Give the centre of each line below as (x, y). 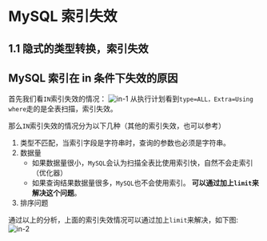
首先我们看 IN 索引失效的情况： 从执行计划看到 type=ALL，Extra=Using (131, 99)
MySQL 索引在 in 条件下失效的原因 (93, 78)
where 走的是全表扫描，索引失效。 (63, 109)
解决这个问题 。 (56, 193)
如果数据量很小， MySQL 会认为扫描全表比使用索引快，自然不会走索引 (142, 163)
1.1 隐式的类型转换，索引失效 (79, 48)
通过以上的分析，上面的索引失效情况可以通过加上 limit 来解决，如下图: (123, 220)
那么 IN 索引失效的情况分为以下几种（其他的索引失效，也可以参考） (117, 126)
